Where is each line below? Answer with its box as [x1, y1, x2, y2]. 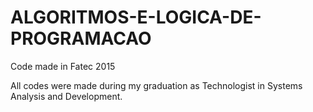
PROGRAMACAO [10, 27, 152, 50]
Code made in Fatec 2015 [10, 60, 116, 72]
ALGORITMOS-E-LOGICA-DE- [10, 6, 262, 29]
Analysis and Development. [10, 90, 123, 102]
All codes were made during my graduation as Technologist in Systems [10, 79, 303, 91]
